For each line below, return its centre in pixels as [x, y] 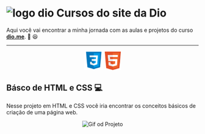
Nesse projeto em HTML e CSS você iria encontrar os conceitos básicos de [101, 106]
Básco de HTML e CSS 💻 [54, 88]
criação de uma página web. [42, 112]
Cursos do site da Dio [111, 13]
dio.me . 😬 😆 [22, 36]
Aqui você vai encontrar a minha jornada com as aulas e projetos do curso [100, 30]
